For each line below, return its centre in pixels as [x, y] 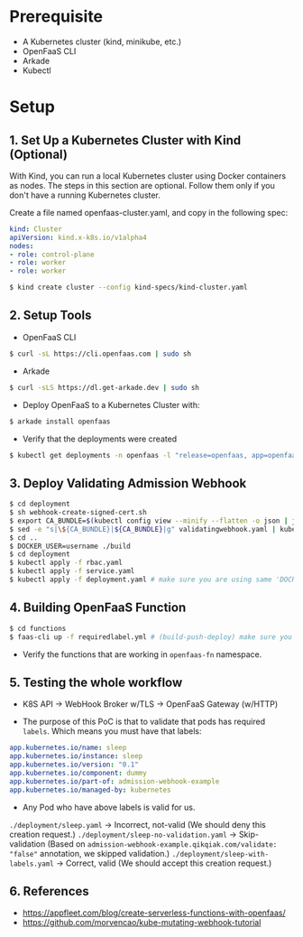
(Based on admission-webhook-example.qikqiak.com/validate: [162, 844]
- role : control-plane [52, 255]
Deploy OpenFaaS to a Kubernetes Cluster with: [111, 404]
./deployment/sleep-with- [220, 854]
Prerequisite [56, 17]
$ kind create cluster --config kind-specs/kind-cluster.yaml [129, 288]
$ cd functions [38, 628]
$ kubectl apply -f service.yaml [72, 571]
